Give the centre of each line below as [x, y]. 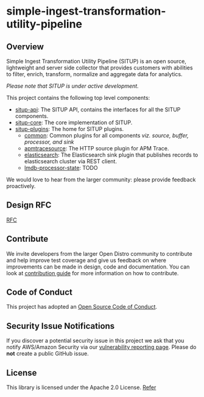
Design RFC [29, 205]
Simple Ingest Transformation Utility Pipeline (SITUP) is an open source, [97, 61]
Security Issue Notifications [61, 326]
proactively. [21, 186]
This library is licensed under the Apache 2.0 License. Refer [81, 387]
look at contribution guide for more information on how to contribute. [93, 273]
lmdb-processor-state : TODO [61, 168]
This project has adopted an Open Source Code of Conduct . [82, 307]
